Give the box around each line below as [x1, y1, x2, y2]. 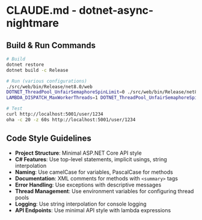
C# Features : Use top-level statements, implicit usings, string [14, 155, 167, 162]
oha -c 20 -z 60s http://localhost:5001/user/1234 [6, 116, 136, 123]
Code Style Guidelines [6, 133, 91, 144]
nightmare [6, 16, 59, 30]
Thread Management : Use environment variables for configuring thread [14, 187, 194, 195]
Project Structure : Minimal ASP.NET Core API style [14, 149, 142, 156]
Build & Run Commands [6, 40, 96, 50]
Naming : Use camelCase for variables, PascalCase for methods [14, 168, 173, 176]
